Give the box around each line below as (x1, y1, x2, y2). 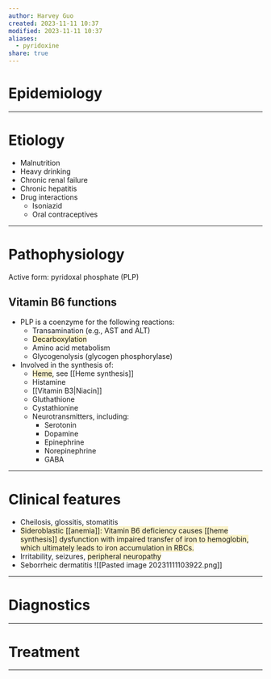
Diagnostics (8, 596, 91, 614)
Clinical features (8, 490, 121, 508)
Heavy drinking (19, 167, 71, 176)
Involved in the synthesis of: (19, 360, 115, 369)
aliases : (8, 34, 38, 43)
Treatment (8, 643, 81, 661)
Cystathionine (31, 403, 79, 412)
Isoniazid (31, 200, 63, 210)
